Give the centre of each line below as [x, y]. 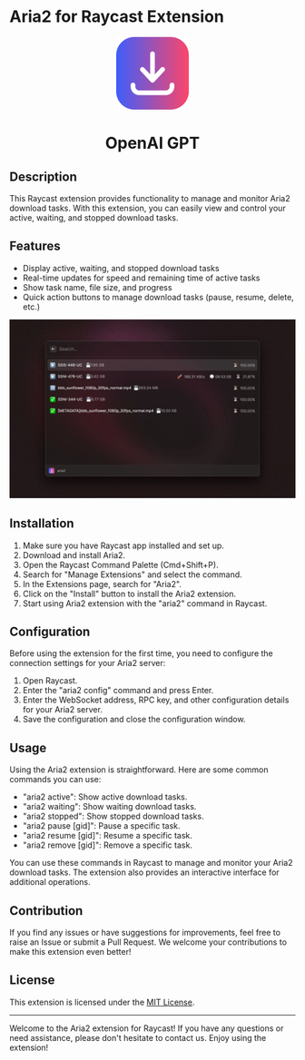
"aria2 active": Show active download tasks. [105, 797]
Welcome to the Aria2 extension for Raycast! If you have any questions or [147, 1028]
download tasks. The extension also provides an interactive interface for [144, 872]
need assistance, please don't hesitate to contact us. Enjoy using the [138, 1037]
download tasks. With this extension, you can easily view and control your [148, 208]
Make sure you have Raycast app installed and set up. [123, 545]
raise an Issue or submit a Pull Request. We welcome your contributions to [148, 942]
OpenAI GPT [152, 143]
